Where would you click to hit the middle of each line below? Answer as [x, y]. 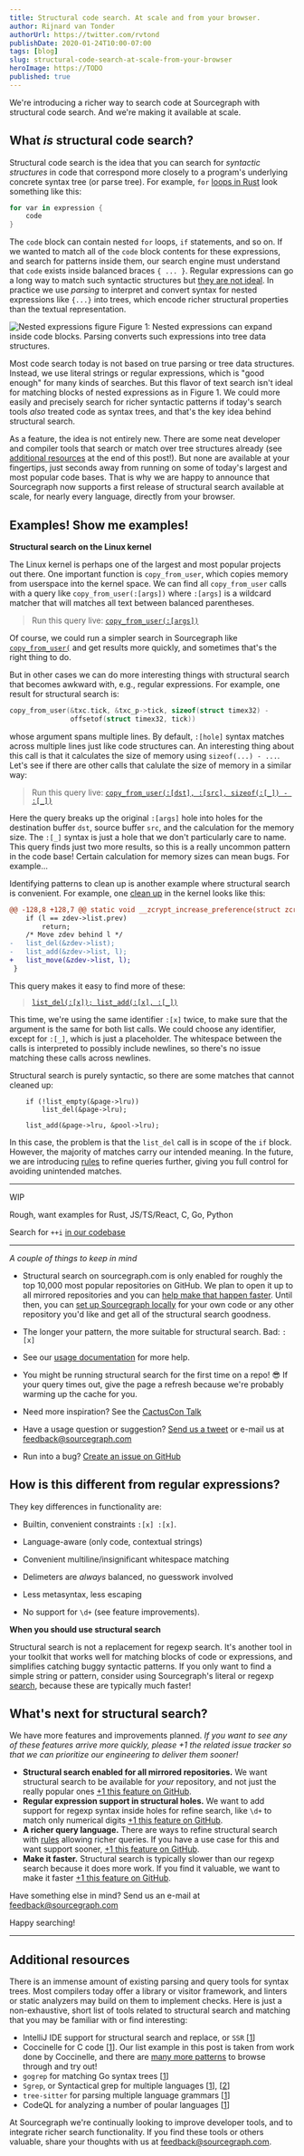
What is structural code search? [102, 141]
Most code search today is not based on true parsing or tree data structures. [152, 364]
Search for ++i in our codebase [67, 1231]
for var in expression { [56, 208]
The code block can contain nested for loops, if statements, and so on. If [146, 242]
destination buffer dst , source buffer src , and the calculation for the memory [152, 827]
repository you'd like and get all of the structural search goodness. [147, 1314]
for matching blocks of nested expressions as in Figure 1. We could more [145, 393]
